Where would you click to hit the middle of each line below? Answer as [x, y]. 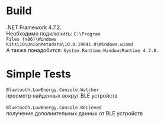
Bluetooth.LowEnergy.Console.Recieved [54, 108]
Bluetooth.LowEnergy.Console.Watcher [53, 90]
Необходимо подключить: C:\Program [53, 33]
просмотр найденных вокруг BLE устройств [62, 95]
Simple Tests [38, 74]
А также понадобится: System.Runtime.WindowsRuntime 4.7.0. [83, 50]
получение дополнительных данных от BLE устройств [75, 113]
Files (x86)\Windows [32, 39]
